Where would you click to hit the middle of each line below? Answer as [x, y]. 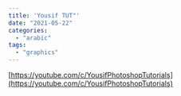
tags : [17, 45]
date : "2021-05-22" [41, 23]
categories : [28, 30]
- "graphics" [37, 52]
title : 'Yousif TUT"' [44, 15]
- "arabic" [33, 38]
